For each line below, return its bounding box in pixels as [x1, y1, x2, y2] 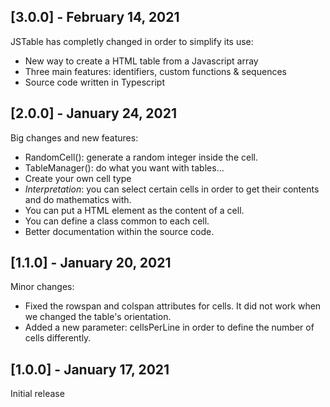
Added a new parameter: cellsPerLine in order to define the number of [24, 321, 315, 334]
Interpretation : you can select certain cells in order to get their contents [24, 183, 320, 195]
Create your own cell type [24, 172, 132, 184]
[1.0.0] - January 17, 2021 [10, 361, 170, 378]
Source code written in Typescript [24, 76, 166, 88]
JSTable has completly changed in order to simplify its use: [10, 35, 254, 47]
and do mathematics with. [24, 193, 132, 205]
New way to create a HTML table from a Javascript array [24, 55, 259, 67]
